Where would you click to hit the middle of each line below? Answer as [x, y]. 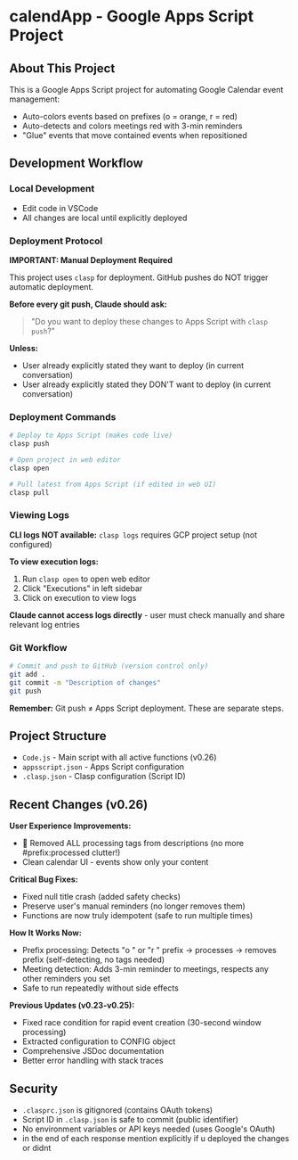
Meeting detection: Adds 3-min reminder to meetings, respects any [145, 969]
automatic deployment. [52, 286]
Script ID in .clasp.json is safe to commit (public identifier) [130, 1120]
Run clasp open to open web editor [86, 579]
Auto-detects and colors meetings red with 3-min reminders [132, 126]
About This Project [62, 68]
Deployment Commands [63, 416]
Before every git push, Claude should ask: [88, 304]
